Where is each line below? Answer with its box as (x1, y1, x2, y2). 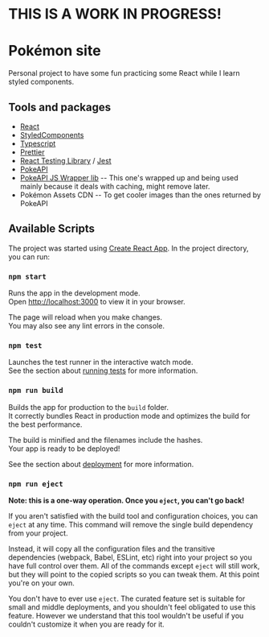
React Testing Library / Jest (19, 155, 112, 165)
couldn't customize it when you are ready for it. (8, 619, 165, 629)
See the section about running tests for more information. (8, 366, 198, 375)
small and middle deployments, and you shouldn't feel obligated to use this (8, 602, 256, 612)
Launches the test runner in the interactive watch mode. (8, 358, 194, 367)
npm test (8, 341, 43, 350)
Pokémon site (8, 42, 102, 60)
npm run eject (8, 479, 63, 488)
